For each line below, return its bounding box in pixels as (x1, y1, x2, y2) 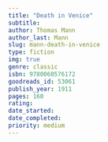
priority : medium (8, 121, 65, 129)
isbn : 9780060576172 (8, 70, 76, 78)
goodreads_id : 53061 (8, 77, 76, 85)
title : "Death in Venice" (8, 11, 93, 20)
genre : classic (8, 63, 58, 71)
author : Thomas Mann (8, 26, 76, 34)
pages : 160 (8, 92, 44, 100)
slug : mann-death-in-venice (8, 41, 101, 49)
